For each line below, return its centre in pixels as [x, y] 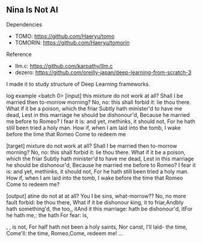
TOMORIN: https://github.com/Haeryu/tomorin [72, 42]
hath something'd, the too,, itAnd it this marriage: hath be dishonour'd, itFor [99, 209]
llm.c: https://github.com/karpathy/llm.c [64, 66]
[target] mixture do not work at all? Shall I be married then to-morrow [92, 146]
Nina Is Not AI [32, 10]
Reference [19, 54]
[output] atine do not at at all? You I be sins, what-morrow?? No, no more [96, 196]
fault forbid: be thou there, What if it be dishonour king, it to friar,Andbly [95, 202]
